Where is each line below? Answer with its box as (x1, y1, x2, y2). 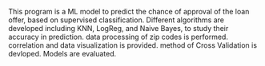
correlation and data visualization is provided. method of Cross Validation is (8, 41, 258, 50)
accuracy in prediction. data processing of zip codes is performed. (8, 32, 228, 41)
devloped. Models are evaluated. (8, 49, 117, 58)
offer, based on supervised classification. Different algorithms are (8, 15, 224, 25)
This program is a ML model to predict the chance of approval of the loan (8, 7, 250, 16)
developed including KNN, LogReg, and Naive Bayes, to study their (8, 24, 229, 33)
